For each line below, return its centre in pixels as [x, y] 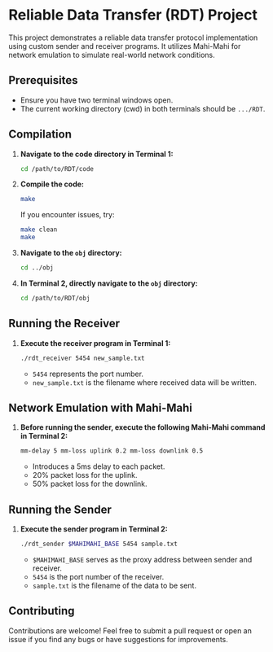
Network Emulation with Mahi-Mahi [101, 407]
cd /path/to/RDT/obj [55, 298]
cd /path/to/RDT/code [57, 168]
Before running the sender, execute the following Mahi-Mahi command [143, 427]
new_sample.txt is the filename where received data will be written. [144, 382]
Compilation [40, 135]
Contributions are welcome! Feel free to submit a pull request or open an [130, 630]
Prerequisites [43, 80]
